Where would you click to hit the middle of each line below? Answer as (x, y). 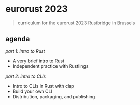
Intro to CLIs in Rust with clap (44, 86)
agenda (18, 39)
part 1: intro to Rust (25, 51)
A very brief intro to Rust (38, 61)
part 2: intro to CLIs (26, 76)
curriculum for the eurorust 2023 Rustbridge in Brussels (76, 23)
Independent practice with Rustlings (50, 66)
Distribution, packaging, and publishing (54, 96)
